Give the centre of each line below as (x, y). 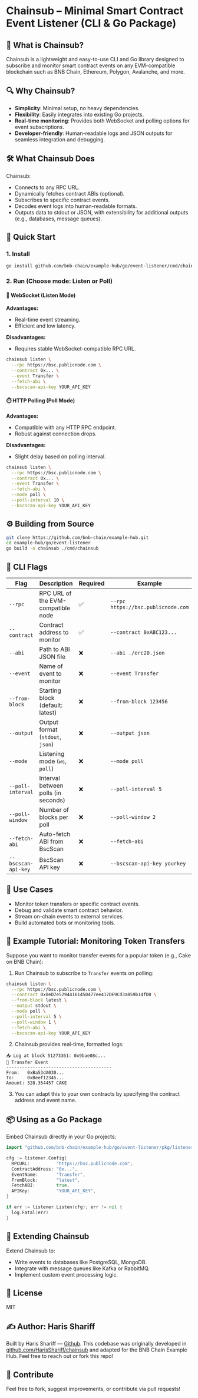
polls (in (50, 793)
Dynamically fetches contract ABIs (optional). (70, 193)
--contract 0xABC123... (143, 632)
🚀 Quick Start (31, 237)
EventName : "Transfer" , (48, 1174)
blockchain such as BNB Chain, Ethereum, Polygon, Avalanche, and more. (95, 72)
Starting (50, 690)
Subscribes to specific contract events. (62, 200)
